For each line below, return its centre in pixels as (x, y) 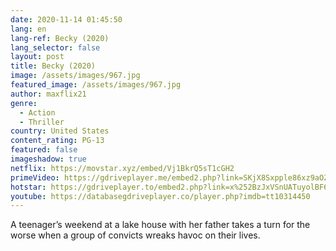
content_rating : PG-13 (57, 141)
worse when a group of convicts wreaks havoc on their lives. (135, 235)
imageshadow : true (48, 159)
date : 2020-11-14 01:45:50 (66, 19)
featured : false (44, 150)
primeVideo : (35, 177)
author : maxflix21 (48, 94)
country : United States (60, 131)
